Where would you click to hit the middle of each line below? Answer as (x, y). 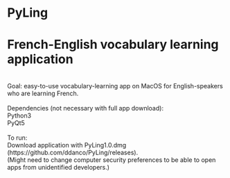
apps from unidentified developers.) (58, 168)
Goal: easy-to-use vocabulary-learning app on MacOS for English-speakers (115, 86)
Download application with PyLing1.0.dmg (67, 145)
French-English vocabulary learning (113, 45)
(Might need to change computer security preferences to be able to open (112, 160)
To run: (17, 138)
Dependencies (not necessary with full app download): (86, 108)
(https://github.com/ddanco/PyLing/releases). (73, 153)
